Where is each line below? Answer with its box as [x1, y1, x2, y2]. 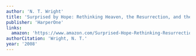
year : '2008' [6, 41, 38, 47]
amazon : [11, 30, 30, 36]
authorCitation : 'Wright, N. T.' [6, 36, 87, 41]
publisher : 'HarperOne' [6, 19, 64, 25]
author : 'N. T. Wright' [6, 8, 64, 15]
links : [6, 24, 22, 31]
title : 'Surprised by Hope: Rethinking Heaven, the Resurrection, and [6, 14, 181, 20]
